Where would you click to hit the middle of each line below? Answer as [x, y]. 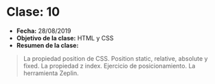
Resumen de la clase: [47, 45]
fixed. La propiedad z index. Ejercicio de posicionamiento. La [109, 66]
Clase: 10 [33, 12]
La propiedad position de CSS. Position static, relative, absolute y [115, 58]
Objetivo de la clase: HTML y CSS [65, 38]
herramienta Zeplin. [51, 73]
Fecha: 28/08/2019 [44, 31]
